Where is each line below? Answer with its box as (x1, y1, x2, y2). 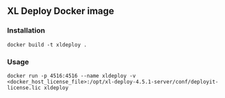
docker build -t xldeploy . (7, 41, 88, 48)
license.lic (7, 84, 41, 91)
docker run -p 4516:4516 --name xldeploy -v (7, 72, 136, 79)
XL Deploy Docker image (7, 5, 115, 17)
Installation (7, 26, 46, 35)
